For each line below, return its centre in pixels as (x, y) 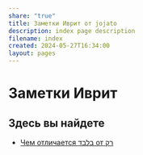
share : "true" (32, 16)
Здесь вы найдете (57, 123)
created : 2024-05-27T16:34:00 (59, 46)
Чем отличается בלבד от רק (67, 142)
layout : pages (32, 53)
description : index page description (72, 31)
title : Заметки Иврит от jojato (63, 23)
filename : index (36, 38)
